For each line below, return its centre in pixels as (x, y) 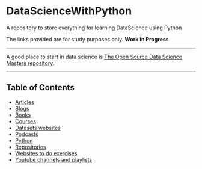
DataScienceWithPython (69, 11)
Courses (25, 121)
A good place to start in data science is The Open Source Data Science (94, 57)
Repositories (30, 147)
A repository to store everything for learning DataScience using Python (94, 28)
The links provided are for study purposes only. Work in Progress (88, 39)
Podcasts (26, 134)
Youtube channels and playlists (54, 159)
